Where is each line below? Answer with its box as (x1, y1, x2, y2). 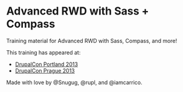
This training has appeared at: (6, 48, 81, 56)
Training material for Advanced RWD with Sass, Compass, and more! (6, 37, 178, 44)
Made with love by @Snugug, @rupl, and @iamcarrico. (6, 79, 143, 86)
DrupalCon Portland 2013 (14, 61, 79, 68)
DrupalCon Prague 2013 (14, 67, 75, 74)
